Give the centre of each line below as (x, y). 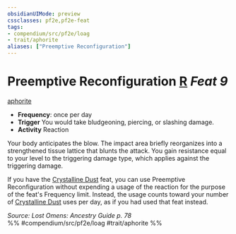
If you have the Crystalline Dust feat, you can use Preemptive (96, 179)
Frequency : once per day (55, 114)
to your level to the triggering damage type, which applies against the (108, 158)
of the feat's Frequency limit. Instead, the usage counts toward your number (118, 194)
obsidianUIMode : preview (44, 14)
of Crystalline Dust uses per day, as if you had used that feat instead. (108, 202)
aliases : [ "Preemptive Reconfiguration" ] (69, 47)
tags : (15, 27)
